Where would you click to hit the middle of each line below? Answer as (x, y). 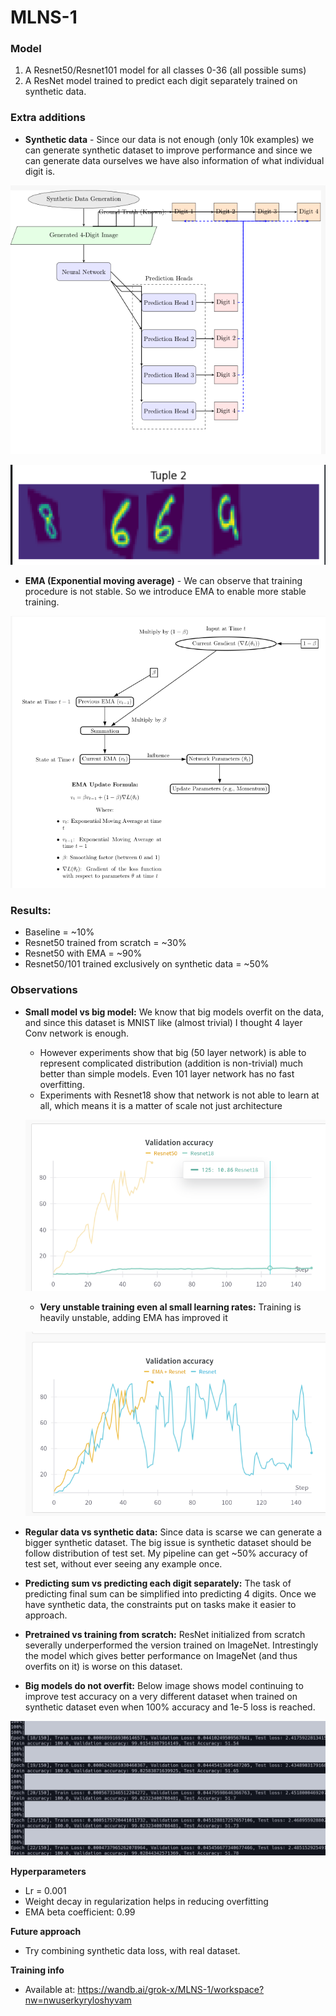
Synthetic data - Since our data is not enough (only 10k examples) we (169, 139)
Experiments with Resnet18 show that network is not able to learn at (179, 1095)
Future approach (46, 1931)
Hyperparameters (48, 1871)
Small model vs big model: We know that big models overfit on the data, (174, 1012)
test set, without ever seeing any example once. (123, 1564)
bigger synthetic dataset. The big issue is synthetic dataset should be (168, 1543)
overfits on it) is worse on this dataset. (103, 1667)
